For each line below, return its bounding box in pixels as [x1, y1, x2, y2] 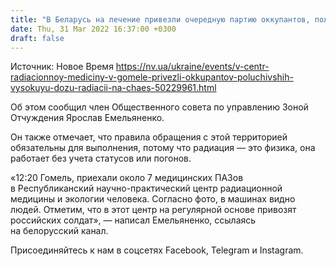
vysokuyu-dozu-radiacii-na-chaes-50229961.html [10, 82, 217, 94]
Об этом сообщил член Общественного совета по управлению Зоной [10, 101, 309, 113]
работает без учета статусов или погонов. [10, 152, 192, 165]
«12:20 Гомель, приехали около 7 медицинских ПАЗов [10, 172, 244, 184]
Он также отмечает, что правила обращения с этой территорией [10, 131, 288, 143]
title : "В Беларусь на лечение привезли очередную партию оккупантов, [10, 14, 311, 25]
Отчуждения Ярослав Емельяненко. [10, 112, 165, 124]
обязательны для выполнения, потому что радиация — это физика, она [10, 142, 316, 154]
